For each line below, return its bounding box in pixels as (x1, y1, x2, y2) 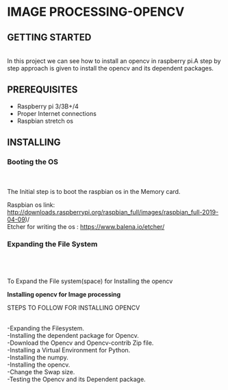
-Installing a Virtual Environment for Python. (7, 345, 131, 354)
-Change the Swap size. (7, 367, 75, 376)
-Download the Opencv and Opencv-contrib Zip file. (7, 339, 154, 347)
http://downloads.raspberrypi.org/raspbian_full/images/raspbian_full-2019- (7, 208, 219, 216)
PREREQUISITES (7, 84, 78, 96)
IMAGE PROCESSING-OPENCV (7, 4, 185, 20)
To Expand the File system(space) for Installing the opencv (7, 277, 173, 285)
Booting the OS (7, 157, 58, 167)
